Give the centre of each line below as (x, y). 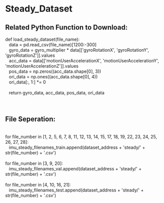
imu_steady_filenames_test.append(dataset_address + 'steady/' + (76, 190)
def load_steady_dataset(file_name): (43, 39)
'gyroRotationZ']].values (30, 55)
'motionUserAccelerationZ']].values (42, 66)
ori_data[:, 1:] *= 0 (27, 82)
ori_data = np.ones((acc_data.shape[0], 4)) (53, 77)
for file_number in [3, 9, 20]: (34, 163)
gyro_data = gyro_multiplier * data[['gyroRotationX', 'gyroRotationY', (79, 50)
